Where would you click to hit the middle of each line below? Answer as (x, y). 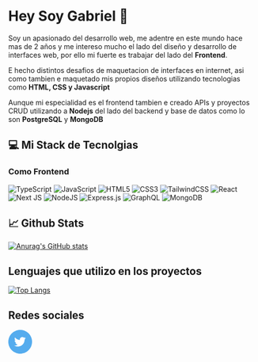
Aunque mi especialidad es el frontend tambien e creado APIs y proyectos (129, 102)
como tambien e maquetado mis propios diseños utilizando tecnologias (125, 78)
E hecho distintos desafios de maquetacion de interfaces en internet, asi (126, 70)
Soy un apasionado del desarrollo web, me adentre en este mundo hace (125, 38)
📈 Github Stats (46, 224)
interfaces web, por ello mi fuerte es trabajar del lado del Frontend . (118, 55)
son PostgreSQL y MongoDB (56, 119)
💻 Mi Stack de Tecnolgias (73, 145)
